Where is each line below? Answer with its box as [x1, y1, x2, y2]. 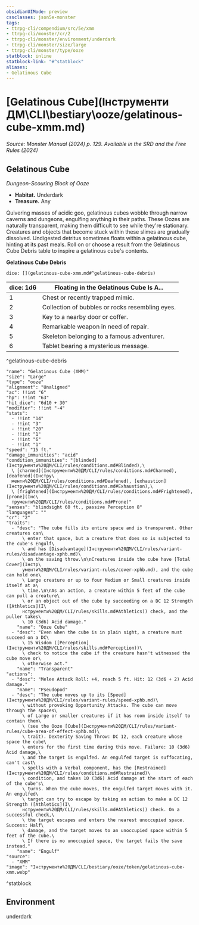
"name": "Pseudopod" [17, 687, 68, 693]
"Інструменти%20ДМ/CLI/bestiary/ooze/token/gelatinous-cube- [30, 864, 185, 870]
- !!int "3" [11, 421, 42, 427]
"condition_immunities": [6, 457, 68, 463]
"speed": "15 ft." [6, 447, 52, 453]
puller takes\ [6, 614, 42, 620]
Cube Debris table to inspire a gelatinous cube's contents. [6, 247, 149, 254]
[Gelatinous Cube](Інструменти [6, 95, 169, 109]
